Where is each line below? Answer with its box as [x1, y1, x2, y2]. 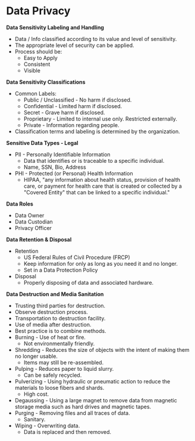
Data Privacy [6, 4, 71, 18]
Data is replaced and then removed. [23, 428, 112, 435]
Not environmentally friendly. [23, 340, 95, 347]
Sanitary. [23, 415, 46, 423]
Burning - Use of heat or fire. [14, 333, 86, 341]
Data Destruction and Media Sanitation [6, 290, 104, 298]
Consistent [23, 61, 51, 68]
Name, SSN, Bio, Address [23, 163, 86, 171]
